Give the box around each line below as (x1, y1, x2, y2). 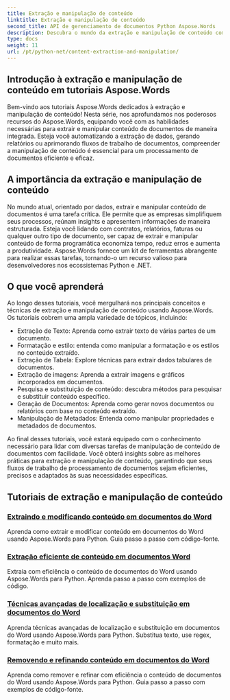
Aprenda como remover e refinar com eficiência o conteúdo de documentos (7, 670, 222, 679)
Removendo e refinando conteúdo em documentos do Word (7, 655, 210, 664)
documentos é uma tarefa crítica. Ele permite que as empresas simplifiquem (7, 210, 222, 218)
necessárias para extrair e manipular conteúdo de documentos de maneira (7, 124, 218, 132)
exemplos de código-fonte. (7, 685, 84, 693)
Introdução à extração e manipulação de (7, 73, 183, 86)
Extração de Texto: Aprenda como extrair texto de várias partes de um (16, 327, 216, 335)
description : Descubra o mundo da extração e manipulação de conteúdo (7, 29, 213, 36)
